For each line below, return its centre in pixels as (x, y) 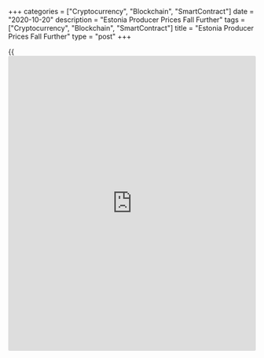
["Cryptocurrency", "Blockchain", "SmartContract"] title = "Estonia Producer (131, 28)
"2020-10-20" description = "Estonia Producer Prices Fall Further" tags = (127, 20)
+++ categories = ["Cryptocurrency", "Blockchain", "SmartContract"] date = (131, 11)
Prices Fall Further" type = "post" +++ (70, 36)
